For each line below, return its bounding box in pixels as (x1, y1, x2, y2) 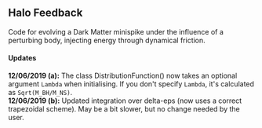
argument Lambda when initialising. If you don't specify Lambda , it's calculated (8, 79, 255, 89)
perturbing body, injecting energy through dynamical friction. (8, 35, 206, 45)
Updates (8, 53, 37, 63)
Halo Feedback (8, 6, 83, 20)
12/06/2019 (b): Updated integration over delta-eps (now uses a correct (8, 96, 242, 105)
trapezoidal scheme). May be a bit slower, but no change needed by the (8, 104, 241, 114)
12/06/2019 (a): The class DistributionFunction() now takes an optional (8, 71, 238, 81)
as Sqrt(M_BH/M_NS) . (8, 88, 73, 97)
